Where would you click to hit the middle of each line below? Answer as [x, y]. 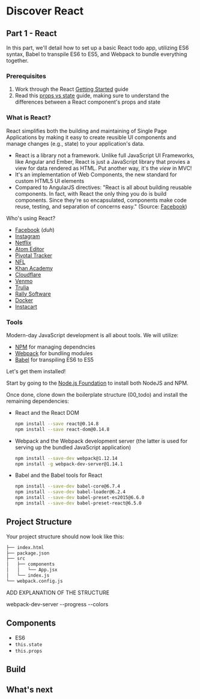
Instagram [27, 236]
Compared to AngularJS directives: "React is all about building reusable [103, 187]
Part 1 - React [32, 33]
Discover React [45, 11]
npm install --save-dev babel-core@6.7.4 [68, 486]
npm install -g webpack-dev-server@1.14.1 [69, 464]
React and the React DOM [47, 412]
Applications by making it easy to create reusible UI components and [91, 137]
